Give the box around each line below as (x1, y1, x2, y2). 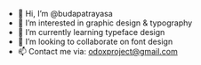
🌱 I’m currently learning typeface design (17, 27, 165, 37)
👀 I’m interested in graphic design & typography (17, 18, 193, 28)
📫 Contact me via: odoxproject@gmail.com (17, 47, 178, 56)
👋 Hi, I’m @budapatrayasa (17, 9, 113, 18)
